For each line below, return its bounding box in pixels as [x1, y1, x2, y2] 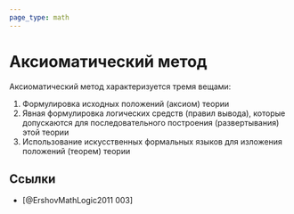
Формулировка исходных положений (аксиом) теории [21, 98, 230, 109]
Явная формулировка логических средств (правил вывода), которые [21, 108, 286, 119]
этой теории [21, 127, 69, 137]
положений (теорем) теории [21, 145, 131, 156]
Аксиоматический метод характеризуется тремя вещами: [9, 81, 232, 92]
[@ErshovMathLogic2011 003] [21, 195, 134, 206]
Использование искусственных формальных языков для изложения [21, 136, 283, 147]
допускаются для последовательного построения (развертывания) [21, 117, 280, 128]
